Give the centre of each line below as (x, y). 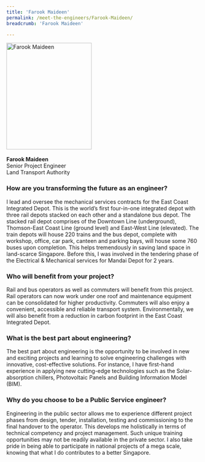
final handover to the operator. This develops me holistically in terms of (96, 426)
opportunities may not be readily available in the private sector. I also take (100, 439)
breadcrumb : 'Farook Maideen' (45, 23)
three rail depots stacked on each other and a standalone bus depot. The (99, 215)
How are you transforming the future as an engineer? (87, 188)
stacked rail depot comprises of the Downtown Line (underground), (91, 221)
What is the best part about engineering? (69, 338)
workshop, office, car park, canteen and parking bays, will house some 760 (102, 241)
